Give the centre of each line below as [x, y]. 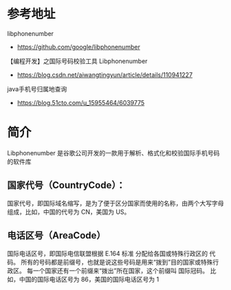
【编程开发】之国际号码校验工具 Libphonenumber [77, 61]
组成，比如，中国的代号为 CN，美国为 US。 [69, 212]
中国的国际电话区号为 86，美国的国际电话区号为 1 [89, 279]
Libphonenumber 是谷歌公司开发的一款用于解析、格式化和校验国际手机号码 [113, 153]
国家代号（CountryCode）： [66, 185]
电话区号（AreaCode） [56, 235]
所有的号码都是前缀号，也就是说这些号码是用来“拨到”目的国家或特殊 [117, 262]
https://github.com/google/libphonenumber [79, 47]
